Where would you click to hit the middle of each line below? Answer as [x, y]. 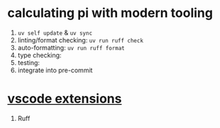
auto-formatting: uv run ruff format [71, 47]
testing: [29, 62]
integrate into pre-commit [55, 70]
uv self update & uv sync [55, 33]
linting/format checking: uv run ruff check [81, 40]
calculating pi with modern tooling [110, 13]
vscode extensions [65, 99]
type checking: [39, 55]
